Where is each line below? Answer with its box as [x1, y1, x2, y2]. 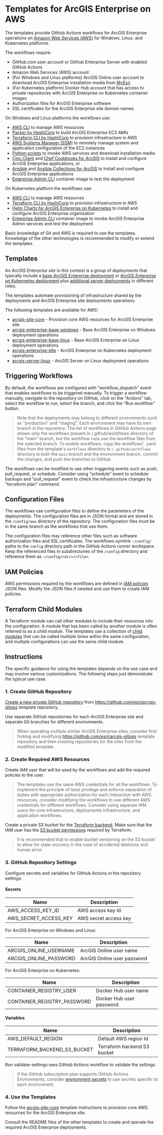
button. [5, 405, 19, 411]
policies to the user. [5, 772, 45, 778]
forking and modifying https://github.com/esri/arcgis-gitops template [16, 733, 155, 740]
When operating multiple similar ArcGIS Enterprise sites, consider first [16, 728, 157, 734]
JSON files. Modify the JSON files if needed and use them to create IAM [5, 586, 149, 592]
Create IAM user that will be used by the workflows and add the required [5, 767, 150, 773]
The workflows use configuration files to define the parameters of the [5, 508, 144, 514]
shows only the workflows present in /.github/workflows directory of [16, 430, 154, 436]
